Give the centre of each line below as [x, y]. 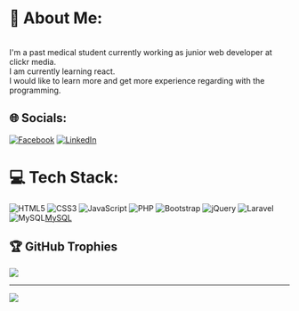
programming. [35, 90]
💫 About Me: [56, 18]
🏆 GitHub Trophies [64, 247]
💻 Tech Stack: [64, 177]
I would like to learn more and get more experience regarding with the [137, 80]
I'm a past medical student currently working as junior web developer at [141, 52]
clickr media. [32, 61]
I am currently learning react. [62, 71]
